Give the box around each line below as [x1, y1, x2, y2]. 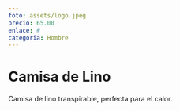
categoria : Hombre [8, 33, 69, 42]
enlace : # [8, 26, 41, 34]
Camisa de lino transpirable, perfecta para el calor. [8, 94, 173, 104]
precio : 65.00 [8, 19, 55, 27]
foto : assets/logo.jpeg [8, 11, 87, 20]
